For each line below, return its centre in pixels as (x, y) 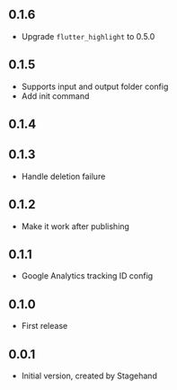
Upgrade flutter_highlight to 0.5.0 (88, 36)
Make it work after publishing (75, 226)
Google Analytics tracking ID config (87, 276)
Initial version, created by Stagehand (89, 376)
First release (44, 326)
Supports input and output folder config (95, 86)
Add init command (55, 96)
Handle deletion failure (63, 176)
